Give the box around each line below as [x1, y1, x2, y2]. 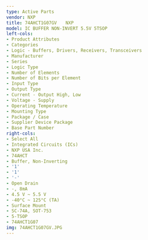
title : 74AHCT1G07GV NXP [6, 20, 74, 26]
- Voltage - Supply [6, 97, 55, 103]
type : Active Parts [6, 8, 55, 15]
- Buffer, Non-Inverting [6, 158, 68, 164]
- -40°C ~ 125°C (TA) [6, 197, 60, 203]
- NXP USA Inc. [6, 147, 44, 153]
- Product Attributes [6, 36, 60, 42]
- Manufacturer [6, 53, 44, 59]
